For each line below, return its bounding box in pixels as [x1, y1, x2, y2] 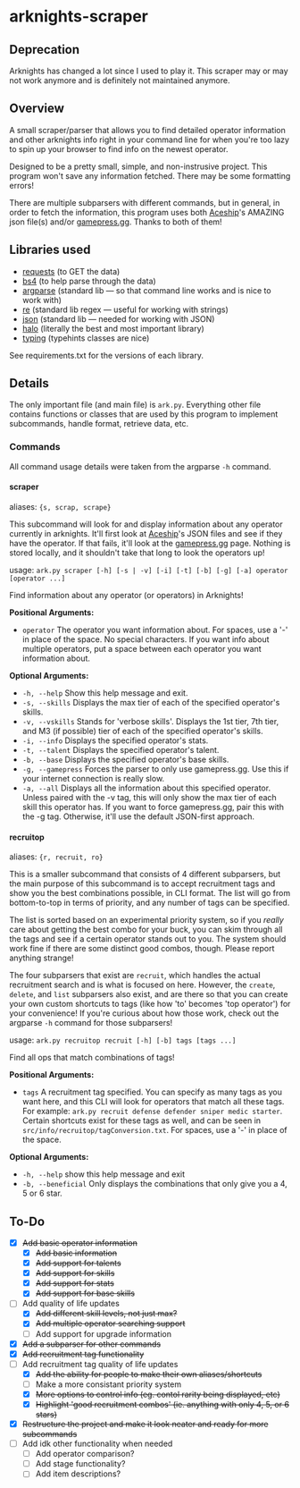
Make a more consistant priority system [35, 1379, 182, 1390]
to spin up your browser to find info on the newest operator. [9, 143, 229, 154]
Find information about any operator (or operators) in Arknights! [9, 589, 244, 600]
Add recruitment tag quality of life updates [21, 1358, 179, 1369]
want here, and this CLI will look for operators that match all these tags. [21, 1096, 285, 1107]
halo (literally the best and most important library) [21, 323, 205, 334]
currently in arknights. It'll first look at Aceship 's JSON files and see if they [9, 528, 283, 538]
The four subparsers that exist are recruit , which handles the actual [9, 970, 261, 981]
